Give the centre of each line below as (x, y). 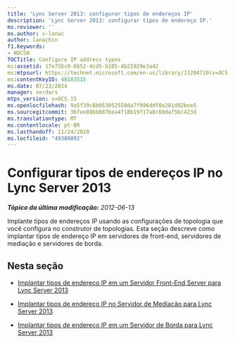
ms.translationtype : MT (42, 118)
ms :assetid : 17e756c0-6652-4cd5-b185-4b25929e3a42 (83, 66)
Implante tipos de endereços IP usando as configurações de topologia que (115, 221)
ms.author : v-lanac (36, 33)
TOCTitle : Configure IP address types (64, 60)
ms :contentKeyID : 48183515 (47, 79)
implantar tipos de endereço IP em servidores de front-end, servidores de (114, 236)
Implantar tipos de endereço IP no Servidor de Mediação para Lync (115, 304)
